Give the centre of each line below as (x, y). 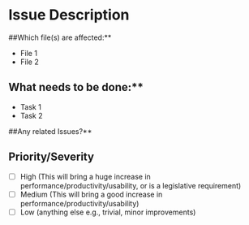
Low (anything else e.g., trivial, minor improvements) (108, 212)
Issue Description (69, 15)
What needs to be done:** (76, 87)
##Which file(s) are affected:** (60, 37)
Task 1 (31, 106)
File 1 (29, 53)
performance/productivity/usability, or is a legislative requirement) (131, 185)
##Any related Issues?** (50, 131)
